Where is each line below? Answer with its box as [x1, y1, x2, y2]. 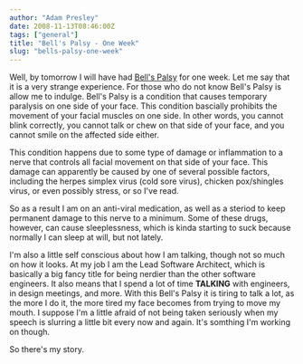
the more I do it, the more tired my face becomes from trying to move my [9, 298, 281, 309]
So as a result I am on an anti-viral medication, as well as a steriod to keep [9, 203, 286, 214]
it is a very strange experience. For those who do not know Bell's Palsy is [9, 81, 282, 92]
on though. [9, 327, 51, 338]
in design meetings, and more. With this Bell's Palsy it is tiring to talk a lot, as [9, 288, 295, 299]
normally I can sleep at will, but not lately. [9, 232, 164, 243]
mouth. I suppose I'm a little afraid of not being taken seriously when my [9, 307, 279, 318]
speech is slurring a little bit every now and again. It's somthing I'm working [9, 317, 291, 328]
